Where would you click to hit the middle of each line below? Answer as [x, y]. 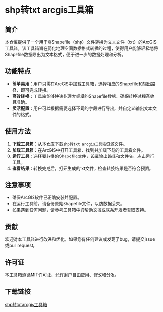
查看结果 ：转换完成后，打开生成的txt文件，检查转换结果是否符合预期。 [83, 168]
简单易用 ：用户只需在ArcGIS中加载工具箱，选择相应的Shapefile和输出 [81, 84]
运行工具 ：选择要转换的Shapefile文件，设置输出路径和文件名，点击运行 [83, 156]
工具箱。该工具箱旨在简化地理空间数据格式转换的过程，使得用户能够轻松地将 [81, 48]
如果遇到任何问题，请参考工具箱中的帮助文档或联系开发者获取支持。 [80, 210]
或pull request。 [21, 245]
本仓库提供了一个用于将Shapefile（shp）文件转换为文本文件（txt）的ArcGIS [81, 42]
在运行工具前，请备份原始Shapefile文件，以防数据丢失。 [68, 204]
